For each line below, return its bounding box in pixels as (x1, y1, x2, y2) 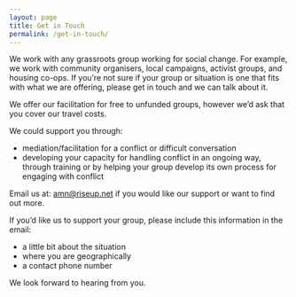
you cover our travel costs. (9, 108, 107, 120)
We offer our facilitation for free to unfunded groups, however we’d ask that (9, 99, 285, 110)
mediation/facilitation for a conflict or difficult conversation (21, 143, 237, 153)
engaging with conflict (21, 171, 105, 182)
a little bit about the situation (21, 241, 127, 253)
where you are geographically (21, 251, 131, 262)
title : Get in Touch (9, 21, 86, 30)
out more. (9, 198, 45, 208)
